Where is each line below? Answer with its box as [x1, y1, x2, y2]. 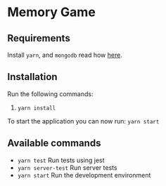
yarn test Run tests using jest [17, 156, 105, 164]
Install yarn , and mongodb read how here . [7, 51, 123, 59]
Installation [7, 71, 58, 83]
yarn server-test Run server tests [17, 163, 117, 172]
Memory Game [7, 4, 96, 20]
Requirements [7, 32, 70, 44]
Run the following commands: [7, 89, 94, 98]
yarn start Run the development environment [17, 171, 151, 179]
